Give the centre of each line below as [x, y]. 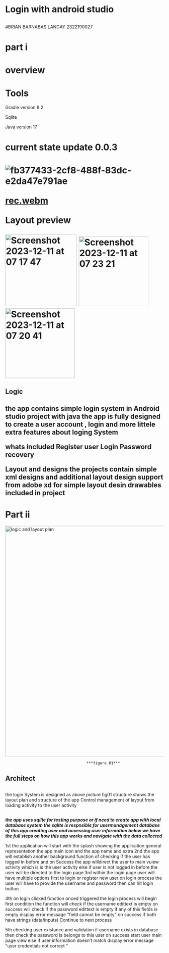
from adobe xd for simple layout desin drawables [83, 485]
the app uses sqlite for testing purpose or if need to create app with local [83, 820]
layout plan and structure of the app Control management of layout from [80, 800]
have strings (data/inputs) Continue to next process [59, 920]
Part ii [18, 515]
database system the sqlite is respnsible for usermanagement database [82, 825]
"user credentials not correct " [37, 946]
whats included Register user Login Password [78, 447]
